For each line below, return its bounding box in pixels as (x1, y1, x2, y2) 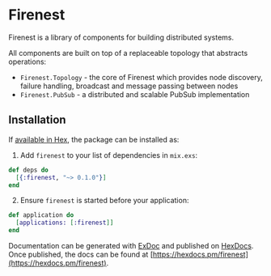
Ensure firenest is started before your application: (19, 196, 189, 206)
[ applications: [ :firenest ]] (15, 219, 114, 227)
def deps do (8, 166, 49, 174)
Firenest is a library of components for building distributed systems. (8, 32, 235, 42)
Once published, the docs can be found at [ (8, 249, 154, 259)
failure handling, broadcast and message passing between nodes (19, 81, 239, 91)
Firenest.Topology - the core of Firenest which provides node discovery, (19, 72, 263, 82)
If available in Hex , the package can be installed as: (8, 134, 180, 144)
